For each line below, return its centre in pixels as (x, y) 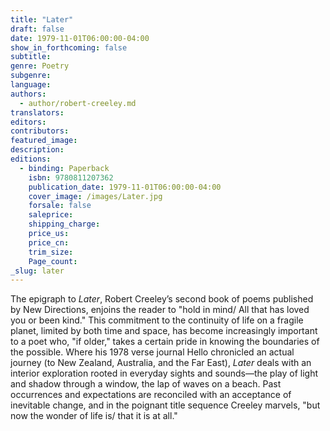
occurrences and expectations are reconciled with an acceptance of (151, 395)
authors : (28, 94)
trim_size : (51, 252)
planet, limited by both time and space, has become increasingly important (164, 331)
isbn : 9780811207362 (71, 177)
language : (31, 85)
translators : (37, 112)
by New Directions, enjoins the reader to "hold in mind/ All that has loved (160, 310)
